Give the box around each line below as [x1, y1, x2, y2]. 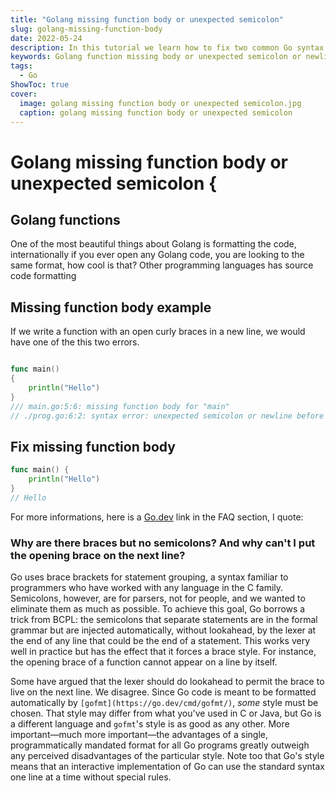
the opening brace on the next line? [10, 548, 186, 562]
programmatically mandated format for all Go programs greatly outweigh [10, 739, 310, 751]
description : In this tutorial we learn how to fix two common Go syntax [10, 42, 325, 53]
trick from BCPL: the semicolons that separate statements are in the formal [10, 614, 318, 626]
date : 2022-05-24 [10, 33, 83, 43]
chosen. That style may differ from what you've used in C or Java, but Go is [10, 707, 322, 720]
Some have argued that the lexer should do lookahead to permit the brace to [10, 676, 325, 688]
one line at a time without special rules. [10, 771, 172, 783]
